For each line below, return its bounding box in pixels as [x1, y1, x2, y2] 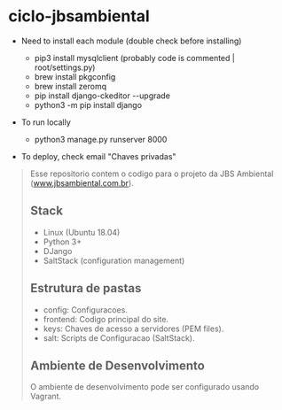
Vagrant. [29, 391, 62, 402]
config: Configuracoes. [43, 304, 128, 315]
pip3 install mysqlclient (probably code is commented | [34, 52, 236, 63]
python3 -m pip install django [34, 99, 143, 110]
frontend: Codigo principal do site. [43, 313, 169, 324]
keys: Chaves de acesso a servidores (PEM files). [43, 323, 224, 334]
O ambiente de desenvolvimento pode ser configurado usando [29, 382, 260, 392]
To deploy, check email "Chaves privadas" [20, 151, 176, 161]
